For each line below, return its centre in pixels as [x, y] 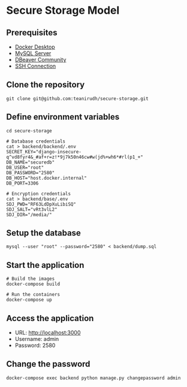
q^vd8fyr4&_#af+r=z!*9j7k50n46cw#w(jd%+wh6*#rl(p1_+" [75, 157]
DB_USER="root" [25, 167]
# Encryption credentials [38, 193]
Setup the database [43, 233]
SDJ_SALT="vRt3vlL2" [32, 209]
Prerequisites [32, 33]
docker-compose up [29, 300]
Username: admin [37, 339]
